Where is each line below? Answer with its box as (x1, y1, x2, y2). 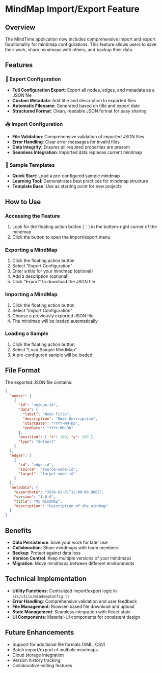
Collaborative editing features (12, 662, 73, 668)
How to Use (5, 197, 41, 206)
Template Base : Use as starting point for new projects (12, 184, 122, 189)
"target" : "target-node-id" (18, 471, 76, 477)
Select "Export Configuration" (12, 263, 73, 269)
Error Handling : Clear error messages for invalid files (12, 139, 120, 145)
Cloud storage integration (12, 652, 64, 658)
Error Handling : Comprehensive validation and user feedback (12, 598, 137, 604)
